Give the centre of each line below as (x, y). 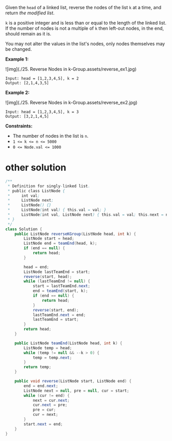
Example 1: (17, 59)
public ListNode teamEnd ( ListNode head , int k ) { (69, 343)
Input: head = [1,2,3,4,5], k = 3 (42, 112)
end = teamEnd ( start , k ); (60, 291)
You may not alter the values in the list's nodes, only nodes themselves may (85, 44)
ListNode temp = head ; (48, 348)
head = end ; (37, 267)
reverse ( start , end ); (56, 310)
